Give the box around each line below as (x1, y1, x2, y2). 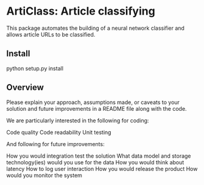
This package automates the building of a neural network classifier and (6, 24, 185, 32)
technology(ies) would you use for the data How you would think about (6, 158, 185, 166)
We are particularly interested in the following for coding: (6, 117, 149, 124)
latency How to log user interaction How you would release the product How (6, 165, 198, 172)
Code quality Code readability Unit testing (6, 128, 111, 136)
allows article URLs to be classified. (6, 30, 96, 38)
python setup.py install (6, 65, 64, 72)
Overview (6, 82, 44, 92)
